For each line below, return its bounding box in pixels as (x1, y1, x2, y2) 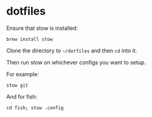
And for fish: (6, 93, 38, 100)
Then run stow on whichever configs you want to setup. (6, 58, 146, 66)
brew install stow (6, 36, 53, 42)
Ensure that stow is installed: (6, 24, 78, 32)
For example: (6, 70, 40, 77)
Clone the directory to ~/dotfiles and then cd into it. (6, 47, 137, 54)
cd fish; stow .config (6, 105, 64, 111)
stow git (6, 82, 29, 88)
